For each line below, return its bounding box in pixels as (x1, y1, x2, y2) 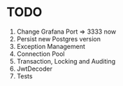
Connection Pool (16, 50, 65, 58)
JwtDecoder (16, 64, 53, 73)
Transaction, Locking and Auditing (16, 57, 116, 65)
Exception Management (16, 42, 85, 50)
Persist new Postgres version (16, 34, 101, 43)
